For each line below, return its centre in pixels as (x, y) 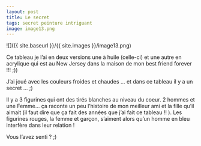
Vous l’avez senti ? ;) (31, 137)
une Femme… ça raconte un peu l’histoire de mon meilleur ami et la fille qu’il (100, 106)
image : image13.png (31, 29)
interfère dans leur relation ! (40, 125)
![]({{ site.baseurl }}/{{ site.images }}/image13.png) (69, 46)
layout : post (22, 12)
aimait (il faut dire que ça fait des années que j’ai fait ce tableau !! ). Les (94, 112)
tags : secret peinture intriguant (49, 23)
